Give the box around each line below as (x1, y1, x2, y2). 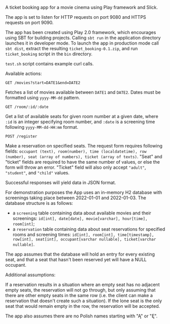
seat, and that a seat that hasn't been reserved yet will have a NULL (5, 257, 147, 263)
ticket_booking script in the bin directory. (5, 51, 93, 57)
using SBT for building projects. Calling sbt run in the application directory (5, 35, 161, 41)
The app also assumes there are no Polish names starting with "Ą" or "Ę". (5, 313, 158, 319)
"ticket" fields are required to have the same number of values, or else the (5, 159, 160, 165)
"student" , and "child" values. (5, 170, 70, 175)
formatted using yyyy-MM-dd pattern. (5, 95, 80, 100)
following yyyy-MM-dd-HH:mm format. (5, 124, 79, 130)
